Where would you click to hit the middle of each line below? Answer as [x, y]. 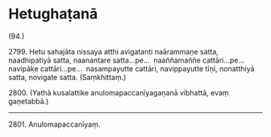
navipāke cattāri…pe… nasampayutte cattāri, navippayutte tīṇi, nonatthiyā [131, 68]
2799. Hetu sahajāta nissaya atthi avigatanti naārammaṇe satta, [114, 51]
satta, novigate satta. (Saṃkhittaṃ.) [67, 77]
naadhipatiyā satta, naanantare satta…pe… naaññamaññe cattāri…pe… [126, 60]
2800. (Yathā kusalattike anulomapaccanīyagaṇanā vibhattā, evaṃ [119, 92]
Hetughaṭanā [53, 14]
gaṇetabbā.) [29, 101]
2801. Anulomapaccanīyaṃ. [54, 124]
